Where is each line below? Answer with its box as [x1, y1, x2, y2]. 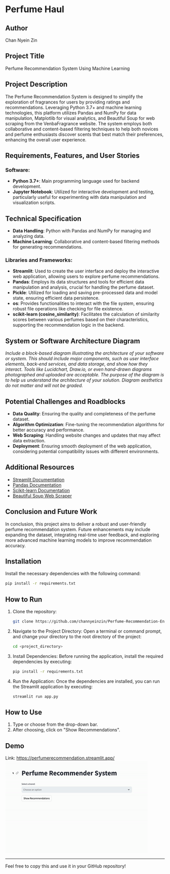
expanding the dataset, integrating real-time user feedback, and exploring [5, 532, 159, 538]
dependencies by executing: [12, 658, 72, 665]
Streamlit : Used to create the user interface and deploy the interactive [12, 268, 159, 274]
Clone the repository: [12, 609, 57, 615]
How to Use [5, 708, 42, 717]
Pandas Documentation [12, 482, 62, 488]
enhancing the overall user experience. [5, 136, 87, 143]
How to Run [5, 595, 42, 604]
